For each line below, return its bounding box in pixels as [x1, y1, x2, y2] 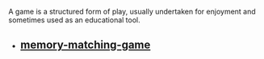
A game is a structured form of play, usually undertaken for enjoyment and [8, 7, 256, 16]
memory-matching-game [19, 38, 151, 52]
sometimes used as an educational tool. [8, 15, 141, 25]
